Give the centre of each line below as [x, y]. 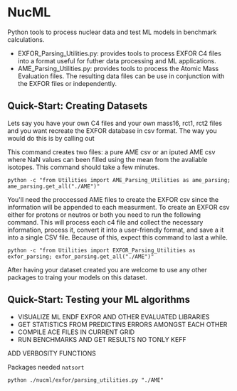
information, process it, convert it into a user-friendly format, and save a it [116, 230]
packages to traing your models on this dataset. [77, 277]
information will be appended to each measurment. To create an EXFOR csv [118, 207]
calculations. [26, 39]
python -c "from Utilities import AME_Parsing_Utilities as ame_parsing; [119, 180]
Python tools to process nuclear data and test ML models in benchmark [112, 32]
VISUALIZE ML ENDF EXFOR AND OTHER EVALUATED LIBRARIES [114, 316]
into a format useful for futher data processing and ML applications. [117, 60]
